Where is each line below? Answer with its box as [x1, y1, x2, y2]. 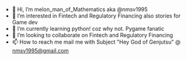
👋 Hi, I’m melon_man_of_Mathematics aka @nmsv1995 [11, 6, 148, 13]
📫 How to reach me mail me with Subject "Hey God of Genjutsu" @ [11, 38, 181, 45]
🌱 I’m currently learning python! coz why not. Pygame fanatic [11, 25, 165, 32]
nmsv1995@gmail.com [11, 47, 69, 54]
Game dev [11, 19, 38, 25]
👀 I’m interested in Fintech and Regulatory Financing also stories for [11, 12, 181, 19]
